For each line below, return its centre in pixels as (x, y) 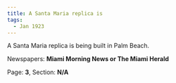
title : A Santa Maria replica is (55, 13)
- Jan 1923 (29, 26)
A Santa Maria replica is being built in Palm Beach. (78, 46)
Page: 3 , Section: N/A (38, 72)
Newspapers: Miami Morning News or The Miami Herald (88, 59)
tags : (15, 20)
